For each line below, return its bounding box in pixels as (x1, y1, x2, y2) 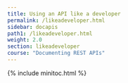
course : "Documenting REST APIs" (7, 50, 105, 57)
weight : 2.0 (7, 37, 42, 44)
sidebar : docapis (7, 23, 58, 30)
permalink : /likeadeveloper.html (7, 17, 105, 24)
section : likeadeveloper (7, 43, 80, 50)
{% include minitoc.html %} (7, 68, 87, 77)
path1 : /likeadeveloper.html (7, 30, 93, 37)
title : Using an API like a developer (7, 10, 121, 18)
